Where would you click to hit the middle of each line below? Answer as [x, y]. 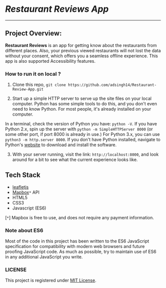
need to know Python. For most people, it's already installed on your [82, 109]
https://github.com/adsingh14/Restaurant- [112, 85]
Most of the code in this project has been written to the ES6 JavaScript [77, 241]
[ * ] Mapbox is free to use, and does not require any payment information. [80, 217]
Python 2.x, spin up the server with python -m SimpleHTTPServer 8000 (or [79, 129]
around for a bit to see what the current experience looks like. [75, 160]
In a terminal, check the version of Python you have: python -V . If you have [81, 124]
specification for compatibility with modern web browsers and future [75, 247]
